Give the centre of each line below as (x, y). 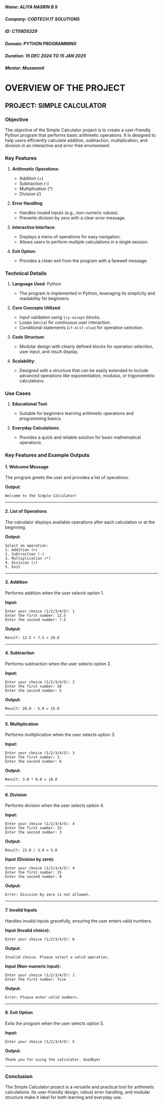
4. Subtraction (20, 653)
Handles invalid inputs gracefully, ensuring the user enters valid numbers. (79, 921)
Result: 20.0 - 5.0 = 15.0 (32, 708)
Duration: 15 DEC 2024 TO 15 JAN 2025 (46, 56)
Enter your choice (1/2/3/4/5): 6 (40, 939)
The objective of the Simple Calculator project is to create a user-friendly (78, 130)
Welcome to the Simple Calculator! (41, 496)
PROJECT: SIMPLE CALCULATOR (56, 106)
